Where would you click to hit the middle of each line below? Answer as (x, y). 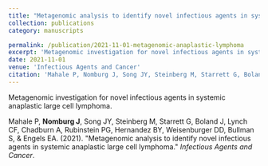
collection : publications (51, 23)
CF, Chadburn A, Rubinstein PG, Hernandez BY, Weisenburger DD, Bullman (131, 129)
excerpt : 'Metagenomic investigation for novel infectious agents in (126, 53)
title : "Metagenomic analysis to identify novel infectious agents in (128, 16)
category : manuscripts (46, 30)
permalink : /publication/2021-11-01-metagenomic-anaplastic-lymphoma (126, 45)
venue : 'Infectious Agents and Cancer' (75, 67)
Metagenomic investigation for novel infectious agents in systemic (117, 97)
